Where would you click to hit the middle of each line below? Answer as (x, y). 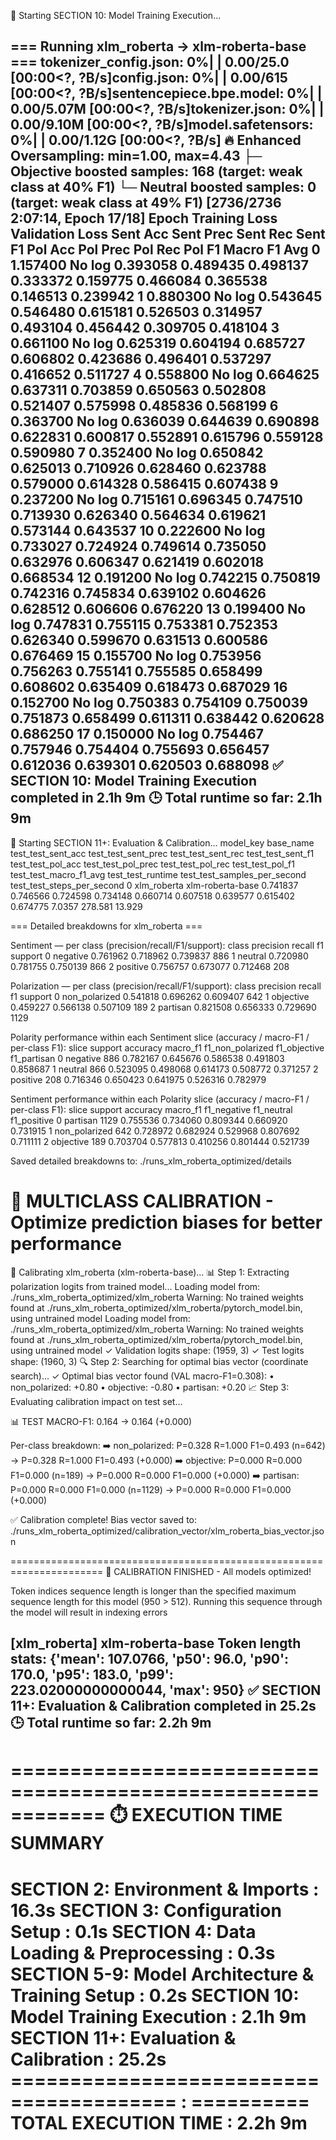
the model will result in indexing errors (89, 1612)
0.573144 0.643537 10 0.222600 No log (138, 531)
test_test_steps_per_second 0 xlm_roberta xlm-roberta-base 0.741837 (154, 885)
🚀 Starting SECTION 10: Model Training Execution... (116, 15)
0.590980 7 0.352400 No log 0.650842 (137, 453)
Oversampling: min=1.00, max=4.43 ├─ (136, 156)
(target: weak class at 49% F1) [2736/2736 (146, 203)
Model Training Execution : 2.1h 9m (158, 2016)
